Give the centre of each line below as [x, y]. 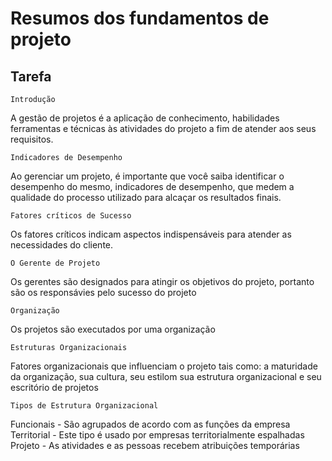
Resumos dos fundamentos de [140, 18]
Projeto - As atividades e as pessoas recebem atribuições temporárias [155, 445]
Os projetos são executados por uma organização [113, 329]
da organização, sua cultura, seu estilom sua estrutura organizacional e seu [166, 376]
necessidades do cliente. [62, 245]
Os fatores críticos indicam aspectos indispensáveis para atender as [151, 234]
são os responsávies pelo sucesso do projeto [103, 292]
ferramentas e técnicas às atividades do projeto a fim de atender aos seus [163, 128]
